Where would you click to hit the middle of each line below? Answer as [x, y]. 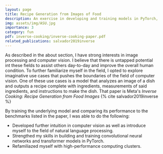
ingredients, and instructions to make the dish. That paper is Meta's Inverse [81, 91]
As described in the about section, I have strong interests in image [71, 55]
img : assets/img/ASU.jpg [30, 23]
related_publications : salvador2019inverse [50, 41]
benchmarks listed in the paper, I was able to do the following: [68, 116]
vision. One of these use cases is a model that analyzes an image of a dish [80, 81]
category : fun [20, 32]
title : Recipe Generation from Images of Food [53, 14]
